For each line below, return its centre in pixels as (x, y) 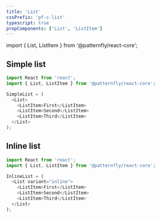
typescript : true (28, 23)
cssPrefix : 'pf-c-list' (36, 17)
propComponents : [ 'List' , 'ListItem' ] (54, 28)
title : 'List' (24, 12)
